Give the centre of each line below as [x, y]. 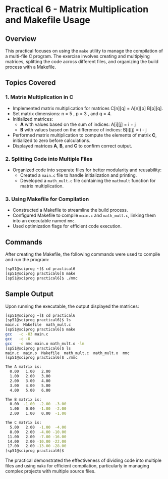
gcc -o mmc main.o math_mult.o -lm [45, 344]
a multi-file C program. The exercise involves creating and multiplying [78, 56]
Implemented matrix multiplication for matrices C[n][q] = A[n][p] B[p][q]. [88, 108]
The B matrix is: [23, 399]
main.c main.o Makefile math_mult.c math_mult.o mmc [67, 353]
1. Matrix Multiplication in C [39, 97]
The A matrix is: [23, 367]
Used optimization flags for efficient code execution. [67, 226]
